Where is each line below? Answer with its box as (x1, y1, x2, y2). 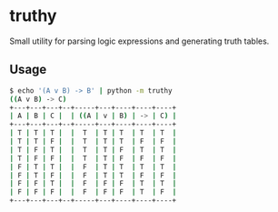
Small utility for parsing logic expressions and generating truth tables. (9, 35, 270, 46)
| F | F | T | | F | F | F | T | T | (9, 179, 177, 188)
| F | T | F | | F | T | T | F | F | (9, 170, 177, 180)
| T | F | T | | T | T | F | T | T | (9, 145, 177, 155)
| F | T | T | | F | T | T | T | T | (9, 162, 177, 171)
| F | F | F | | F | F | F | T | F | (9, 187, 177, 197)
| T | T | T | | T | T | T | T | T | (9, 128, 177, 137)
